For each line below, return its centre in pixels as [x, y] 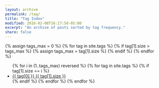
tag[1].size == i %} [31, 71]
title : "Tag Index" [25, 18]
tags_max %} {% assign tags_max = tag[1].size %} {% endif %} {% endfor [80, 51]
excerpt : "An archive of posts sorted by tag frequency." [65, 28]
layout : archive [21, 9]
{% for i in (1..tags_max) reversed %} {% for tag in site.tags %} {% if [80, 66]
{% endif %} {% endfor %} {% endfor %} [53, 81]
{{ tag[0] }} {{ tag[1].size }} [39, 76]
